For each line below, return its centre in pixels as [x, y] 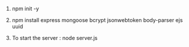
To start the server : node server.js [55, 38]
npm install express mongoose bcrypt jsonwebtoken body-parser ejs [97, 20]
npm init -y [25, 9]
